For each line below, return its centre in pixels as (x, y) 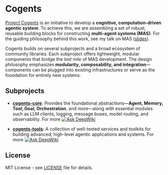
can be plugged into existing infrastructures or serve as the (94, 70)
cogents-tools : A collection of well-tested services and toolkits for (81, 129)
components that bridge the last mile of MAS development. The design (79, 59)
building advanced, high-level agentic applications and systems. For (83, 134)
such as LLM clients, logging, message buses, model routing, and (80, 114)
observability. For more (36, 119)
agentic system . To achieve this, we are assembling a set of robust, (75, 28)
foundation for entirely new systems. (43, 75)
